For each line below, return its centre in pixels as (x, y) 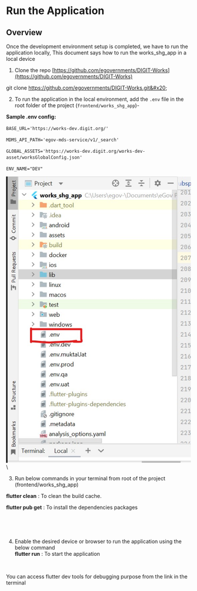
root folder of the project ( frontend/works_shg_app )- (77, 105)
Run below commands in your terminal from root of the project (90, 478)
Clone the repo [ (34, 70)
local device (21, 59)
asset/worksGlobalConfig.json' (44, 158)
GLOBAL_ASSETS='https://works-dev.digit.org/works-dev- (76, 151)
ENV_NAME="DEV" (25, 169)
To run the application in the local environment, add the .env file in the (99, 99)
